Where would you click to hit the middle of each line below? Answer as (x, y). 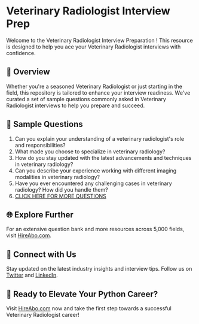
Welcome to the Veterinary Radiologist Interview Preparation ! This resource (99, 40)
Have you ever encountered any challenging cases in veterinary (93, 183)
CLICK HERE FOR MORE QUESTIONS (60, 196)
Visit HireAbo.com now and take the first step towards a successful (89, 308)
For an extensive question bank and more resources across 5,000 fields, (95, 229)
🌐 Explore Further (40, 215)
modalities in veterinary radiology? (57, 177)
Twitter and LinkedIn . (32, 275)
